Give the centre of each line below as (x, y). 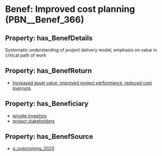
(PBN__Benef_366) (45, 20)
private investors (30, 116)
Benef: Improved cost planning (70, 9)
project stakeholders (33, 121)
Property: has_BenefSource (49, 137)
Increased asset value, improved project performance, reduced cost (82, 82)
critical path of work (26, 55)
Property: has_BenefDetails (49, 38)
